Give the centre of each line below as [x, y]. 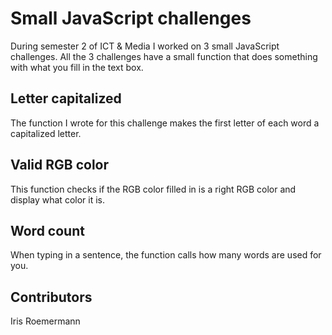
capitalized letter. [46, 133]
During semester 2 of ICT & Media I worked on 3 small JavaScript [145, 46]
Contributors [51, 297]
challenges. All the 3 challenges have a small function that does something [164, 56]
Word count [47, 230]
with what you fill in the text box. [77, 67]
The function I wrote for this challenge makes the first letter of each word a [165, 123]
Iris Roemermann [45, 321]
